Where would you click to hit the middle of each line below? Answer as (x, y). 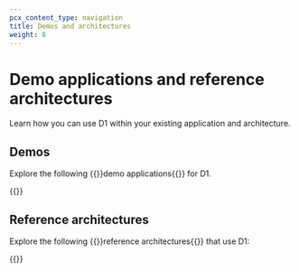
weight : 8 (28, 34)
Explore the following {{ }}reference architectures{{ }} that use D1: (130, 241)
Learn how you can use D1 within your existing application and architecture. (150, 124)
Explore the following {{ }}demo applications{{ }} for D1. (111, 174)
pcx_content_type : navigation (66, 18)
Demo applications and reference (137, 79)
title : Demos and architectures (70, 26)
